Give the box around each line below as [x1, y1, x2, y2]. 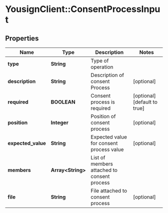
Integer [50, 119, 68, 126]
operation [90, 63, 113, 70]
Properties [5, 34, 39, 42]
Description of [90, 71, 124, 78]
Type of [90, 57, 109, 64]
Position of [90, 113, 116, 119]
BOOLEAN [50, 98, 76, 105]
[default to [132, 98, 157, 105]
